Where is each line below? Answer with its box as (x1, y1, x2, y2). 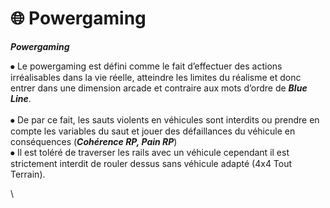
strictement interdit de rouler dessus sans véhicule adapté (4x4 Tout (10, 157, 293, 169)
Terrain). (10, 168, 46, 180)
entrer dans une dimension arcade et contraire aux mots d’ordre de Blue (10, 82, 308, 94)
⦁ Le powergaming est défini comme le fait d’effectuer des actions (10, 60, 283, 72)
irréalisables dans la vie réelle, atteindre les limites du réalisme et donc (10, 71, 302, 83)
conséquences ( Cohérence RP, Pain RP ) (10, 135, 178, 147)
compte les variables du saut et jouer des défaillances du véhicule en (10, 125, 296, 137)
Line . (10, 92, 32, 104)
